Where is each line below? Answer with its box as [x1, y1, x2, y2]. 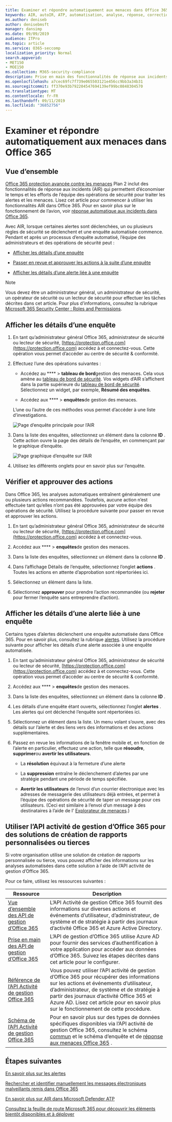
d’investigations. [12, 412, 48, 418]
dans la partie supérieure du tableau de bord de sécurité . [20, 381, 141, 387]
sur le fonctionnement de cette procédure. [50, 1006, 152, 1013]
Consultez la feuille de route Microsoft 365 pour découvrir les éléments [5, 1106, 156, 1112]
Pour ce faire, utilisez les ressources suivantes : [5, 878, 106, 885]
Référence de [8, 976, 40, 984]
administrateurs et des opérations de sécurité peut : [5, 239, 115, 246]
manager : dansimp [5, 27, 42, 32]
